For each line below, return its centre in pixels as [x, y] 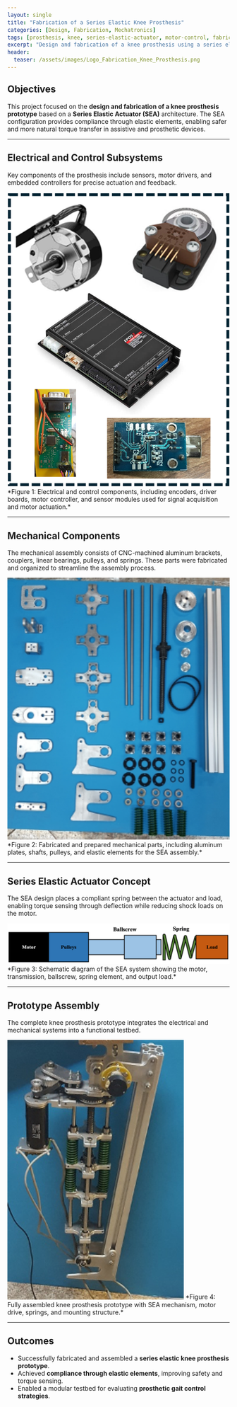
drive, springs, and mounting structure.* [66, 1312]
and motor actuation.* [39, 507]
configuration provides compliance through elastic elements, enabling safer [117, 121]
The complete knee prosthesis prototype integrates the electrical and [108, 1023]
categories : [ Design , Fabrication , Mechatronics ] [82, 30]
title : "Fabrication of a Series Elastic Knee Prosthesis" [96, 22]
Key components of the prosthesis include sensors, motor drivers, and [110, 175]
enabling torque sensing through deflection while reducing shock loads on [115, 905]
